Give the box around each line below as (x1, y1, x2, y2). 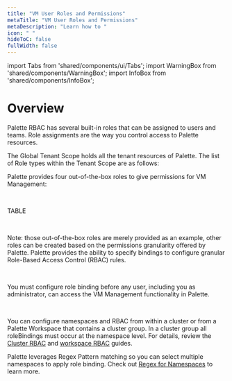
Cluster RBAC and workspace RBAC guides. (7, 339, 133, 347)
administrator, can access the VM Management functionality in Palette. (7, 289, 210, 298)
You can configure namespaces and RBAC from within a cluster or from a (7, 316, 217, 325)
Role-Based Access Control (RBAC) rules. (7, 255, 126, 264)
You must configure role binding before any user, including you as (7, 282, 196, 291)
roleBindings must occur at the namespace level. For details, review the (7, 331, 212, 340)
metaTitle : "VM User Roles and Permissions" (7, 17, 138, 24)
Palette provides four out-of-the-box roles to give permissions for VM (7, 172, 206, 180)
